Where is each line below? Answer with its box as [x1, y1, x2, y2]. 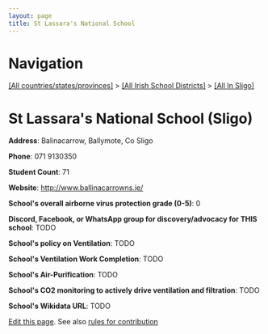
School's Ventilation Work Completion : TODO [8, 254, 164, 264]
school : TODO [8, 223, 57, 233]
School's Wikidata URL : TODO [8, 301, 111, 311]
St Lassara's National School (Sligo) [8, 109, 253, 128]
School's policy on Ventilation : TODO [8, 239, 136, 248]
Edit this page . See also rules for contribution [8, 317, 159, 327]
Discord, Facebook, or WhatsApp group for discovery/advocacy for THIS [8, 214, 258, 224]
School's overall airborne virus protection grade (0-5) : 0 [8, 199, 201, 209]
